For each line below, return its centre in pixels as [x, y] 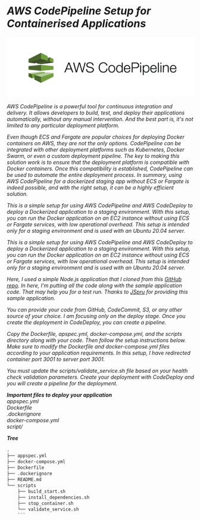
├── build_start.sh [42, 492]
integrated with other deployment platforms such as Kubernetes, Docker [96, 150]
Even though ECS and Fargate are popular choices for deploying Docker [96, 137]
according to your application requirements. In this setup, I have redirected [99, 353]
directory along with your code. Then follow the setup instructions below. [96, 340]
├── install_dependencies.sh [54, 498]
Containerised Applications [76, 24]
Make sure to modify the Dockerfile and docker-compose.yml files [88, 347]
